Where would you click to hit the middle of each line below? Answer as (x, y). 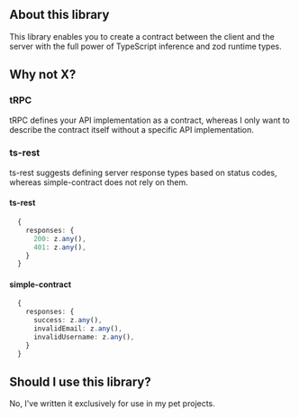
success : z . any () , (68, 320)
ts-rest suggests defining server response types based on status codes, (143, 172)
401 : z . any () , (60, 247)
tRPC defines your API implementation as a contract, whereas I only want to (150, 120)
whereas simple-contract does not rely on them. (99, 182)
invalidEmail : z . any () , (78, 329)
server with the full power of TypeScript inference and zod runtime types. (145, 46)
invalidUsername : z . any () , (84, 337)
